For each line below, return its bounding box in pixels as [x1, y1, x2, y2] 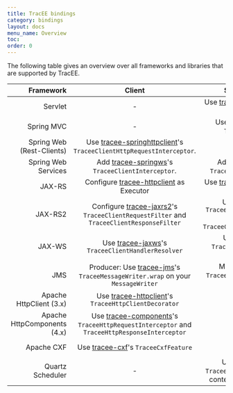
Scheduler [33, 370, 67, 380]
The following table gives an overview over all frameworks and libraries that [7, 62, 223, 70]
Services [37, 166, 67, 175]
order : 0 [7, 42, 33, 49]
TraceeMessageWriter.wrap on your [78, 271, 191, 280]
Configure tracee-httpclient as [85, 177, 185, 186]
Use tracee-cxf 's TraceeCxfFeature [77, 342, 193, 352]
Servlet [43, 102, 67, 111]
